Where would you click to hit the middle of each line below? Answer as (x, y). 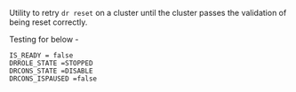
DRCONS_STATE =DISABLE (51, 71)
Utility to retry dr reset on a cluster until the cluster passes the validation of (148, 13)
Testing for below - (44, 39)
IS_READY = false (41, 56)
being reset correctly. (48, 22)
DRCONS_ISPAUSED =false (53, 79)
